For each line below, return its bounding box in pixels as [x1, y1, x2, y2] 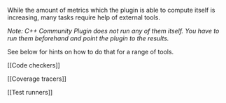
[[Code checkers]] [7, 61, 61, 69]
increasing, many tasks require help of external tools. [7, 13, 161, 22]
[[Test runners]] [7, 88, 53, 96]
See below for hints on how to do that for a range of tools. [7, 48, 174, 56]
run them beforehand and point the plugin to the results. [7, 34, 169, 42]
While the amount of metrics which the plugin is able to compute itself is [7, 6, 216, 14]
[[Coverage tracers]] [7, 74, 66, 83]
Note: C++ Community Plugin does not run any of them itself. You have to [7, 27, 220, 35]
